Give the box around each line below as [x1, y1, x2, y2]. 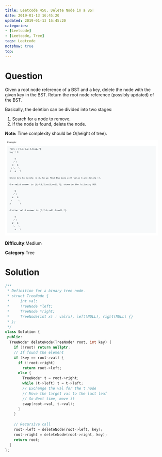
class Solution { [5, 329, 40, 334]
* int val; [7, 299, 38, 304]
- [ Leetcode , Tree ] [5, 34, 45, 38]
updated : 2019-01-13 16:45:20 [5, 18, 66, 23]
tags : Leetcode [5, 39, 36, 44]
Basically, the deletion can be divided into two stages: [5, 106, 113, 112]
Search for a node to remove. [12, 116, 71, 122]
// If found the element [14, 350, 64, 355]
